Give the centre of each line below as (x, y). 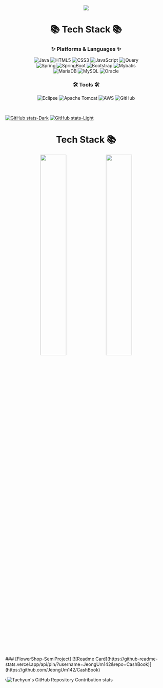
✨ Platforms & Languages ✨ (86, 49)
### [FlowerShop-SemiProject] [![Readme (50, 659)
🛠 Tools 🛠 (86, 85)
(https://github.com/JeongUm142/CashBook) (53, 669)
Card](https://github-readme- (127, 659)
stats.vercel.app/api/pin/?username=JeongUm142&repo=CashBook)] (78, 664)
